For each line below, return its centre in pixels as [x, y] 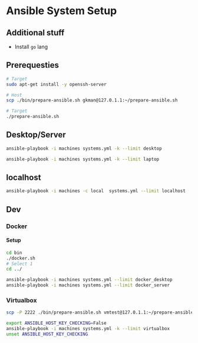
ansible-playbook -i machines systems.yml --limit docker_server [88, 285]
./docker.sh [21, 258]
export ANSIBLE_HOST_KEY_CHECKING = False [57, 323]
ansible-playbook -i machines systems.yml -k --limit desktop [84, 149]
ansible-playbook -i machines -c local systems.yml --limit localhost [96, 191]
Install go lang [31, 47]
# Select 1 [19, 263]
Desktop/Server [36, 135]
